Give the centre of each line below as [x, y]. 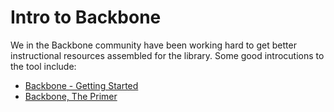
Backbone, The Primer [71, 96]
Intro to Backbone [86, 17]
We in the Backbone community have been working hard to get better [153, 45]
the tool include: [43, 66]
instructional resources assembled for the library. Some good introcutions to [167, 55]
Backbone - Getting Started [81, 85]
